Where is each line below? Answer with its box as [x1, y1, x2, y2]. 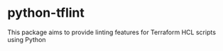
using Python [7, 35, 46, 43]
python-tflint [7, 5, 85, 21]
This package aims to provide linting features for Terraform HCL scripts [7, 28, 217, 36]
